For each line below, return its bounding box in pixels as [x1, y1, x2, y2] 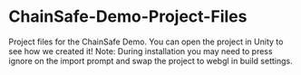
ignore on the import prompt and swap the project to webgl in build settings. [8, 55, 293, 66]
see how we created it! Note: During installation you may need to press [8, 45, 273, 56]
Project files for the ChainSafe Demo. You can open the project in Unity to [8, 36, 284, 47]
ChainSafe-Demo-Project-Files [8, 6, 248, 27]
